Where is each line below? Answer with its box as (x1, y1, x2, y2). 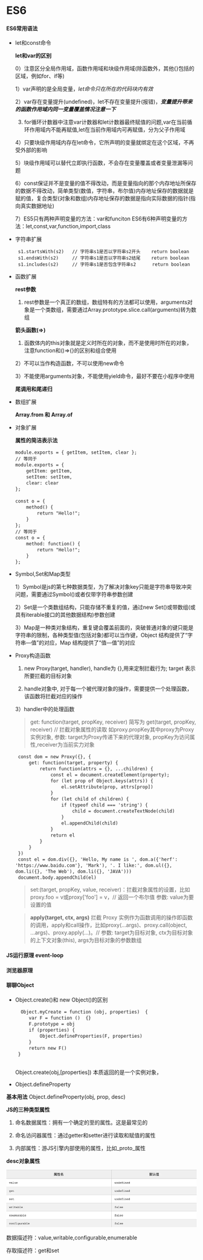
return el (50, 832, 76, 838)
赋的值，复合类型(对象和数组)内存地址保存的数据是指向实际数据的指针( (14, 194, 191, 202)
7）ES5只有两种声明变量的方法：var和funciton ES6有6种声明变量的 (14, 215, 182, 222)
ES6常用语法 (6, 25, 38, 32)
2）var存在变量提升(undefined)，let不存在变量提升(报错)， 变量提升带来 (14, 98, 193, 106)
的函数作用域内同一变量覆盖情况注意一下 (14, 106, 116, 113)
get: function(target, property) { (28, 760, 118, 766)
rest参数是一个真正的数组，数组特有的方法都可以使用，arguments (24, 298, 188, 306)
